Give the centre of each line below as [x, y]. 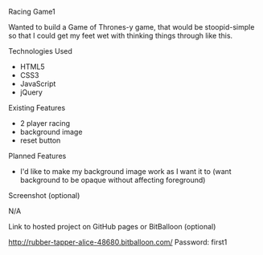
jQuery [31, 92]
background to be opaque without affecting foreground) [113, 180]
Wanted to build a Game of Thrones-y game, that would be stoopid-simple [131, 27]
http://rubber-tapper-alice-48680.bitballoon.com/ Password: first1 [118, 242]
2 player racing [45, 123]
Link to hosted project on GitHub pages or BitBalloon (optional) [112, 227]
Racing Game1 [32, 12]
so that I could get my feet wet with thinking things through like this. [121, 36]
